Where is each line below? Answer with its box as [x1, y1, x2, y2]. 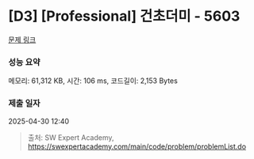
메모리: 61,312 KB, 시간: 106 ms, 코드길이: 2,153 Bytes [8, 76, 179, 85]
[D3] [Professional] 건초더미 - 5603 [8, 7, 241, 25]
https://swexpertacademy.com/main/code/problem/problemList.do [27, 142, 247, 151]
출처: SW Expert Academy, [27, 132, 114, 142]
